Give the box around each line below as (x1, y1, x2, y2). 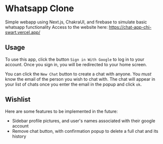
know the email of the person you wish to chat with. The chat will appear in (5, 76, 156, 82)
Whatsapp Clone (5, 3, 74, 14)
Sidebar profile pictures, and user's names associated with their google (12, 118, 156, 124)
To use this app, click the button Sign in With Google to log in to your (5, 56, 145, 62)
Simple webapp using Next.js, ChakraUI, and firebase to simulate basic (5, 19, 147, 25)
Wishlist (5, 95, 31, 104)
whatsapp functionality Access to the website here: (5, 24, 108, 30)
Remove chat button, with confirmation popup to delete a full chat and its (12, 128, 159, 134)
